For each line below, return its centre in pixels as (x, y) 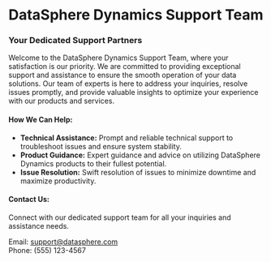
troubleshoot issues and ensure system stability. (101, 146)
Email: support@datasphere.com (63, 242)
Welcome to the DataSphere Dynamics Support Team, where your (118, 58)
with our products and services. (62, 101)
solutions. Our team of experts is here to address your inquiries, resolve (128, 84)
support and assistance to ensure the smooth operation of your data (123, 75)
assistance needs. (39, 225)
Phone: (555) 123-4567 (47, 250)
